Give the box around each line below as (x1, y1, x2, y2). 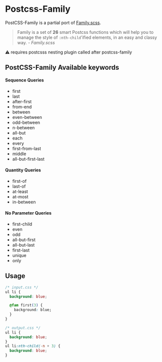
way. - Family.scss (17, 39, 55, 45)
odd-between (12, 119, 40, 125)
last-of (12, 183, 26, 189)
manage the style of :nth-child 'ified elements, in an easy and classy (17, 34, 158, 40)
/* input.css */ (5, 285, 38, 290)
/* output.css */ (5, 325, 41, 330)
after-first (12, 98, 32, 104)
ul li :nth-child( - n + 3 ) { (5, 344, 61, 349)
